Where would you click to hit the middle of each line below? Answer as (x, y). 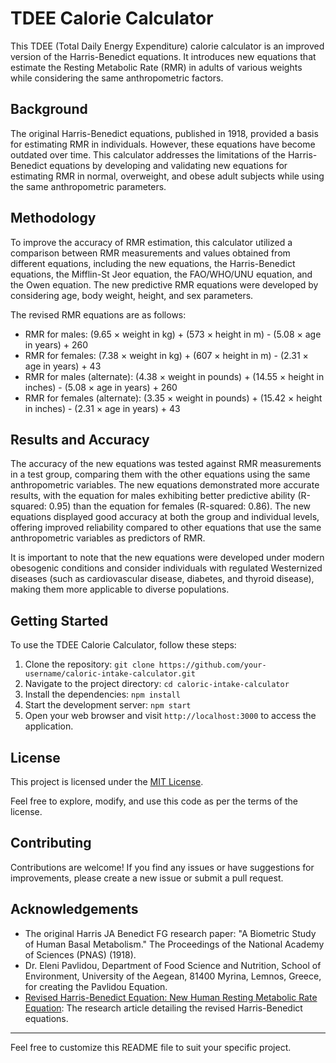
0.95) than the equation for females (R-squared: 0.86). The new (180, 506)
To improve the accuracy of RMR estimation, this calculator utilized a (151, 242)
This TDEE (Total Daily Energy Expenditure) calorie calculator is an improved (167, 46)
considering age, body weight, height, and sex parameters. (132, 295)
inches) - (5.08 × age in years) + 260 (101, 387)
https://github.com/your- (212, 665)
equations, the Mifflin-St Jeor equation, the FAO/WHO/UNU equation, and (161, 274)
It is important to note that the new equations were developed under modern (167, 558)
